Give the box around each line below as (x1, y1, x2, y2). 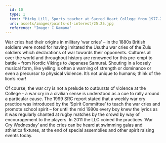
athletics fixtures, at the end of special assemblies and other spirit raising (5, 127, 154, 133)
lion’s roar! (5, 76, 26, 82)
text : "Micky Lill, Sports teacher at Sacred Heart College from (9, 16, 147, 21)
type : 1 (9, 12, 26, 17)
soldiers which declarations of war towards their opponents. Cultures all (5, 50, 152, 56)
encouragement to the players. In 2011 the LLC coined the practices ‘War (5, 117, 153, 123)
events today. (5, 133, 33, 139)
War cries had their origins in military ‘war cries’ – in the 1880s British (5, 39, 146, 45)
